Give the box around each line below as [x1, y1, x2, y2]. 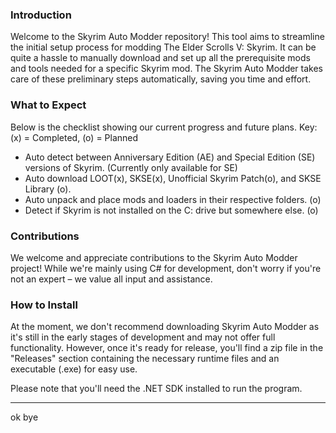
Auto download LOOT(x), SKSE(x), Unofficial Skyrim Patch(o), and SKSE [24, 172, 322, 184]
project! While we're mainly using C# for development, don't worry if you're [10, 262, 322, 274]
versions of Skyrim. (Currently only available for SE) [24, 161, 238, 173]
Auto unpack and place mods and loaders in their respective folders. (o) [24, 193, 322, 205]
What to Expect [10, 98, 87, 112]
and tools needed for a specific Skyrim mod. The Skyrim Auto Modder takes [10, 63, 324, 75]
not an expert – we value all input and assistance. [10, 273, 213, 285]
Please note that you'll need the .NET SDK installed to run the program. [10, 383, 303, 395]
